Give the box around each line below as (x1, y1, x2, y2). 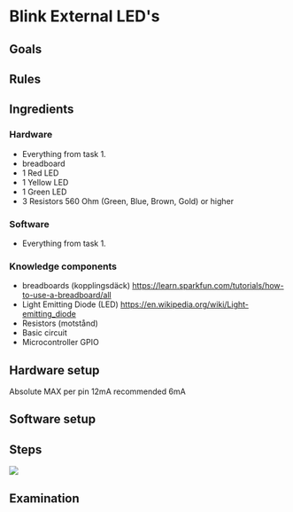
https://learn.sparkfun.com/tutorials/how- (132, 280, 285, 291)
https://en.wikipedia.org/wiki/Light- (120, 299, 250, 310)
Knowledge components (9, 260, 118, 272)
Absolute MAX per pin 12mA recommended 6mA (9, 386, 186, 397)
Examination (9, 491, 80, 506)
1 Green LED (21, 186, 67, 197)
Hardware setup (9, 362, 100, 378)
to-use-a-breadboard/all (21, 290, 112, 301)
